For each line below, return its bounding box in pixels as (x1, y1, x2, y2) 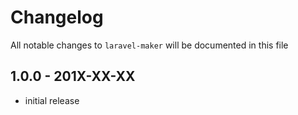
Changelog (10, 6, 104, 29)
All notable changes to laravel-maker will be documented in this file (10, 39, 289, 51)
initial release (24, 94, 80, 106)
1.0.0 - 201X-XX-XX (10, 68, 136, 85)
